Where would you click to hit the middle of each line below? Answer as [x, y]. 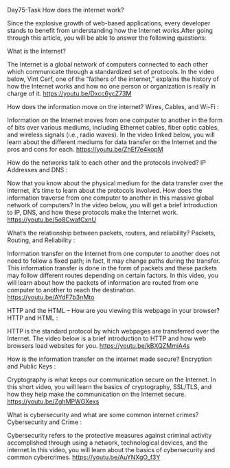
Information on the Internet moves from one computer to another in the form [115, 120]
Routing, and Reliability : [41, 240]
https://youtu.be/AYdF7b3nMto [51, 297]
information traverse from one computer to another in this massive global [111, 198]
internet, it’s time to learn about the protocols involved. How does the [105, 190]
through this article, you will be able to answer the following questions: [107, 38]
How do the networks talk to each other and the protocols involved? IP [106, 163]
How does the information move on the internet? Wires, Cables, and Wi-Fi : [113, 107]
